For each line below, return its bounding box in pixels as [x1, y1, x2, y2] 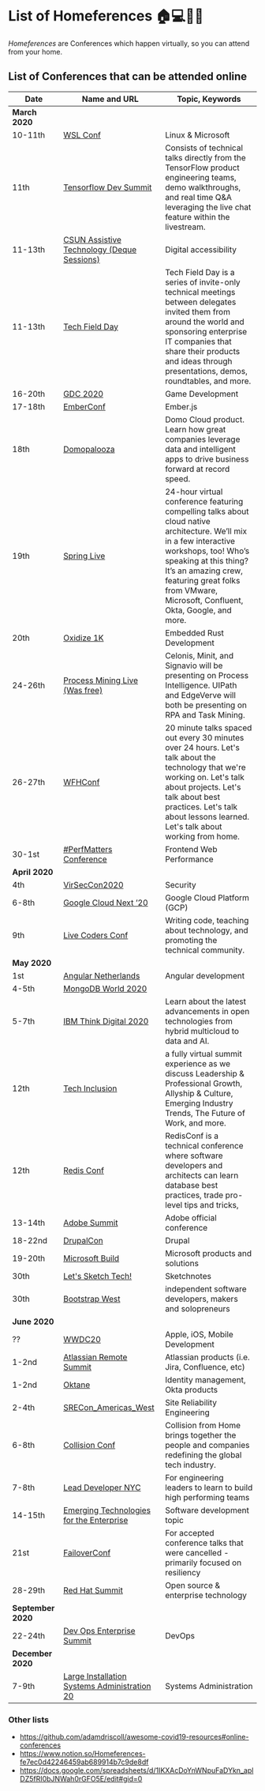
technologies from [165, 1016, 233, 1027]
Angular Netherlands [62, 970, 140, 981]
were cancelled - [165, 1547, 230, 1558]
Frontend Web [165, 843, 218, 854]
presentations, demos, [165, 365, 248, 376]
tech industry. [165, 1459, 217, 1470]
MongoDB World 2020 [62, 982, 147, 994]
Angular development [165, 970, 245, 981]
